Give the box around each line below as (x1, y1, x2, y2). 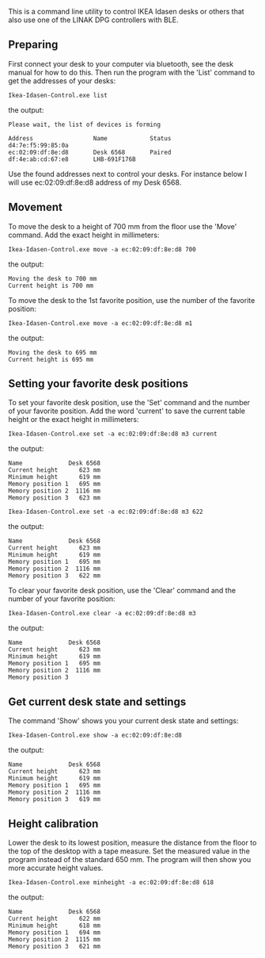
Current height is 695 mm (8, 355, 93, 363)
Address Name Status (8, 134, 172, 142)
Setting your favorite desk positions (8, 377, 188, 391)
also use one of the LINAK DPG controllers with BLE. (8, 15, 180, 25)
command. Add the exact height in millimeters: (8, 230, 160, 239)
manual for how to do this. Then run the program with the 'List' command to (8, 67, 256, 77)
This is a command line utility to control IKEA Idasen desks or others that (8, 7, 244, 16)
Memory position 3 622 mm (8, 572, 101, 580)
